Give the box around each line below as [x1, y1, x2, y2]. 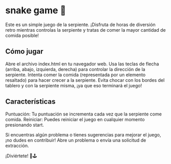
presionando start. [5, 122, 45, 128]
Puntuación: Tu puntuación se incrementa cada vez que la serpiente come [5, 111, 162, 117]
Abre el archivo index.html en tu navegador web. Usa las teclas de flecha [5, 61, 159, 67]
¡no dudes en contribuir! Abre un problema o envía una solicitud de [5, 137, 146, 143]
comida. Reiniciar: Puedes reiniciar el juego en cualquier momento [5, 116, 145, 122]
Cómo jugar [5, 47, 44, 56]
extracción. [5, 143, 29, 149]
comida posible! [5, 32, 39, 38]
